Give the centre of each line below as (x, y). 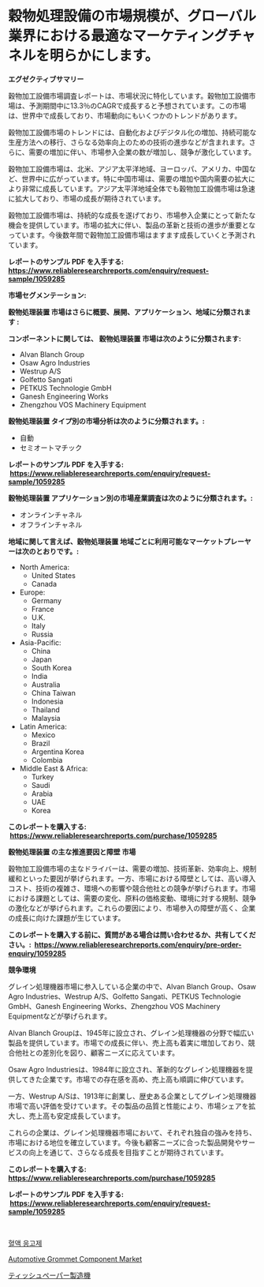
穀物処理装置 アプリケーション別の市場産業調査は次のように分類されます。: (131, 497)
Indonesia (47, 701)
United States (54, 575)
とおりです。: (57, 551)
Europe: (32, 592)
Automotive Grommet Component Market (75, 1259)
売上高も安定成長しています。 (77, 1116)
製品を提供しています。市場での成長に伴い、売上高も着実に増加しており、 (128, 1042)
